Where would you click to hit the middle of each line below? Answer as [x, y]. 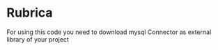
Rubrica [30, 13]
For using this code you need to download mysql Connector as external [109, 32]
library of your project [38, 39]
